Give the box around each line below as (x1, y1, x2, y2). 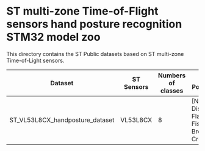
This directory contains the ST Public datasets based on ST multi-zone (6, 50, 184, 57)
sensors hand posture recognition (6, 17, 182, 31)
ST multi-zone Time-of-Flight (6, 4, 159, 18)
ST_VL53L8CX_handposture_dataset (9, 116, 115, 124)
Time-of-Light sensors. (6, 57, 65, 64)
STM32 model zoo (6, 30, 101, 44)
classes (160, 86, 184, 95)
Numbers (157, 71, 186, 80)
